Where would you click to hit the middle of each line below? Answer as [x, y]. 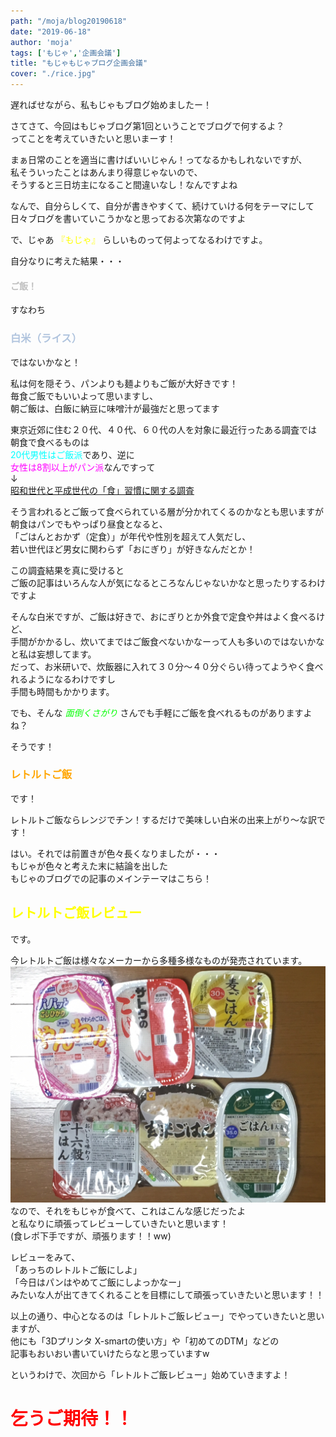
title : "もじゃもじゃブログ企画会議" [79, 63]
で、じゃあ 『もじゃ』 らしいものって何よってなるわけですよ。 [139, 239]
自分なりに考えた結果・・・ [67, 261]
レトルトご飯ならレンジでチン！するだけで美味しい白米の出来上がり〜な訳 [163, 819]
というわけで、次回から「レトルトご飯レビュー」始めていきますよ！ [150, 1374]
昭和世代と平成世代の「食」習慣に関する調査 [102, 490]
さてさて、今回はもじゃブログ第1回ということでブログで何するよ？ [147, 126]
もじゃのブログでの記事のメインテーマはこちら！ [111, 878]
